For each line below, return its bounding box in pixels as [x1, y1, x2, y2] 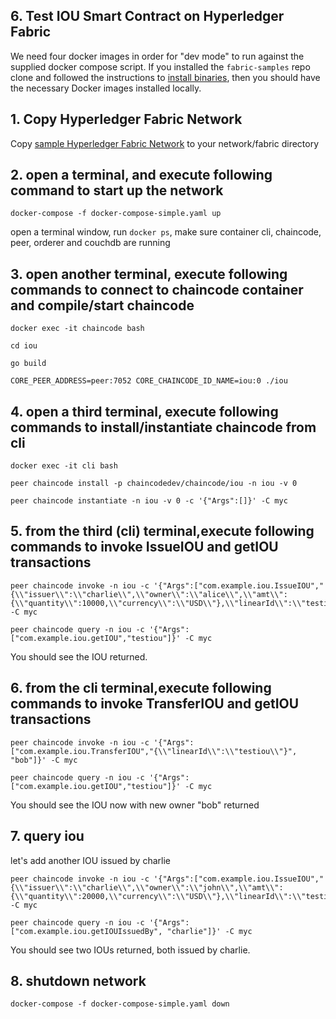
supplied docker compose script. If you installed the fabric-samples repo [10, 60, 311, 73]
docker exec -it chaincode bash [10, 324, 145, 334]
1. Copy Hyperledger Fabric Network [10, 111, 243, 128]
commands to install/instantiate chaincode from [10, 419, 317, 436]
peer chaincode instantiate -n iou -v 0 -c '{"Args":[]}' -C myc [10, 496, 288, 506]
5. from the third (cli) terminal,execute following [10, 523, 315, 540]
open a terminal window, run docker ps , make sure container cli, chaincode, [10, 226, 322, 238]
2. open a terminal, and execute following [10, 167, 273, 184]
